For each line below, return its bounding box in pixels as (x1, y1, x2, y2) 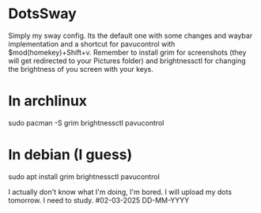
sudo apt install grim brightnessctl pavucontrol (8, 171, 160, 181)
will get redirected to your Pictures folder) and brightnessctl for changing (8, 56, 247, 65)
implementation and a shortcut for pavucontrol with (8, 39, 176, 48)
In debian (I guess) (8, 146, 133, 164)
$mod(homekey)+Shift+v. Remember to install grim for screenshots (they (8, 47, 247, 57)
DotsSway (8, 5, 77, 23)
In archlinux (8, 92, 88, 110)
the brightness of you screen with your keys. (8, 64, 154, 73)
